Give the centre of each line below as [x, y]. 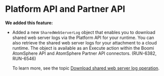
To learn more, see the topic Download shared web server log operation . [86, 68]
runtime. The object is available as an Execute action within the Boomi [83, 48]
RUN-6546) [24, 58]
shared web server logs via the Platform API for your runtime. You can [83, 38]
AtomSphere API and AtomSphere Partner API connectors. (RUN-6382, [84, 53]
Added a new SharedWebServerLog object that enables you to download [84, 32]
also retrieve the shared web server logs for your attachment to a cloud [84, 42]
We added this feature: [29, 23]
